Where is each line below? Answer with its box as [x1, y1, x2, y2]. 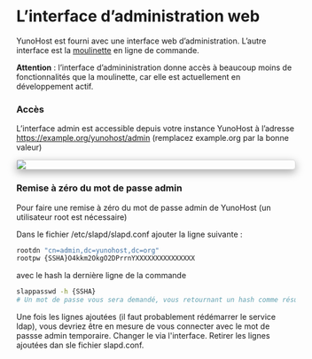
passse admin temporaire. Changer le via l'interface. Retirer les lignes [16, 331, 270, 341]
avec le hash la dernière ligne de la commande [16, 270, 187, 281]
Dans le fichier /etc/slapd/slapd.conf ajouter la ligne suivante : [16, 229, 244, 239]
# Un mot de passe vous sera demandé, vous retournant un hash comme [16, 295, 279, 305]
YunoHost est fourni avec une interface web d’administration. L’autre [16, 35, 267, 46]
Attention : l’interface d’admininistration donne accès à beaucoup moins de [16, 62, 292, 73]
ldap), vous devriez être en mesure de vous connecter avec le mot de [16, 321, 270, 332]
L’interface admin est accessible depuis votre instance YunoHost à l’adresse [16, 123, 295, 134]
